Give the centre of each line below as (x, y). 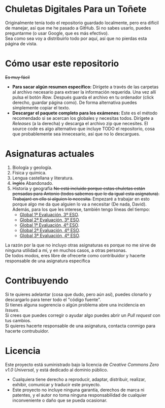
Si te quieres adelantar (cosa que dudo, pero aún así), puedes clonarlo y (78, 294)
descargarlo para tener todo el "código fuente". (53, 300)
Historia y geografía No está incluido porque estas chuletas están (79, 188)
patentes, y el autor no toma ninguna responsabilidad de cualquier (79, 395)
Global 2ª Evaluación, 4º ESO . (50, 230)
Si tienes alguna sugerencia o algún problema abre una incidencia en (75, 305)
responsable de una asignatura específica (48, 261)
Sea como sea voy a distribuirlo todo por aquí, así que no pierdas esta (76, 38)
